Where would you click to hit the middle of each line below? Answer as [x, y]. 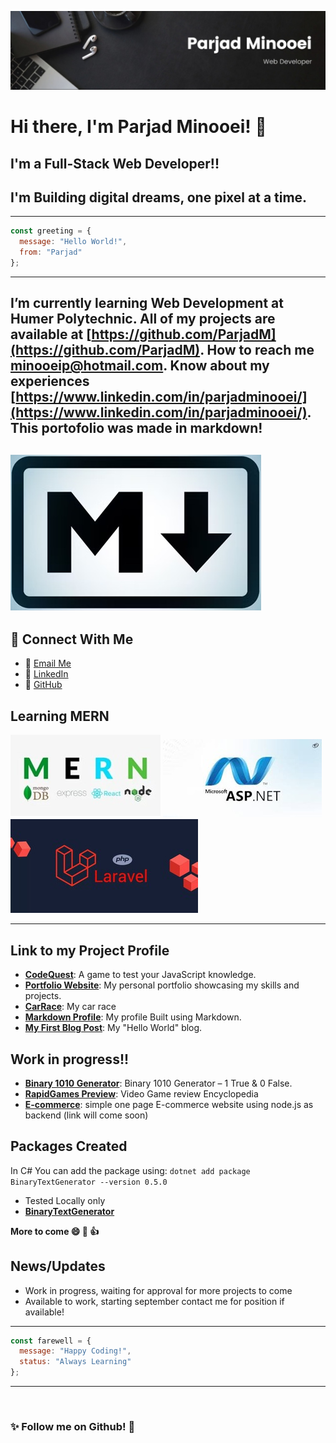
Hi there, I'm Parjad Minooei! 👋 [138, 127]
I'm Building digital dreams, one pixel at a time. [159, 197]
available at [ [51, 334]
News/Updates [58, 1266]
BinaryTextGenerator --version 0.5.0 [89, 1182]
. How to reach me [257, 350]
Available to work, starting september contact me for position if [154, 1301]
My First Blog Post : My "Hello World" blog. [113, 1028]
